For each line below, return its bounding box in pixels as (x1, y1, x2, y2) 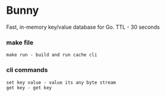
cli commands (6, 66, 48, 74)
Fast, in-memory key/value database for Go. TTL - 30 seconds (6, 23, 160, 31)
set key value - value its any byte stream (6, 79, 116, 86)
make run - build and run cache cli (6, 52, 97, 58)
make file (6, 38, 34, 47)
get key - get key (6, 84, 52, 90)
